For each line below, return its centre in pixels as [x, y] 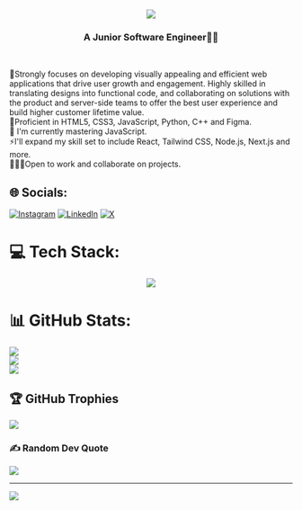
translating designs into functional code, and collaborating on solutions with [150, 94]
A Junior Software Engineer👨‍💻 [151, 38]
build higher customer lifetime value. [77, 112]
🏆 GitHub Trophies [64, 399]
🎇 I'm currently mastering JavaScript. [78, 131]
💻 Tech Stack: [65, 252]
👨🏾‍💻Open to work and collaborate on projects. [95, 164]
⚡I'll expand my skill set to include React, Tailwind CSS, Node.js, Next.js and [150, 142]
